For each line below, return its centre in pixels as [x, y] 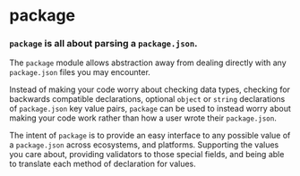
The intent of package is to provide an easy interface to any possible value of [150, 136]
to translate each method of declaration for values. [103, 164]
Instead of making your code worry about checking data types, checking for [150, 89]
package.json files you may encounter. [80, 72]
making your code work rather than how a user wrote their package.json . [143, 118]
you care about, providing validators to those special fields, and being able [147, 155]
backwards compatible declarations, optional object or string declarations [147, 99]
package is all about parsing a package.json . [104, 44]
